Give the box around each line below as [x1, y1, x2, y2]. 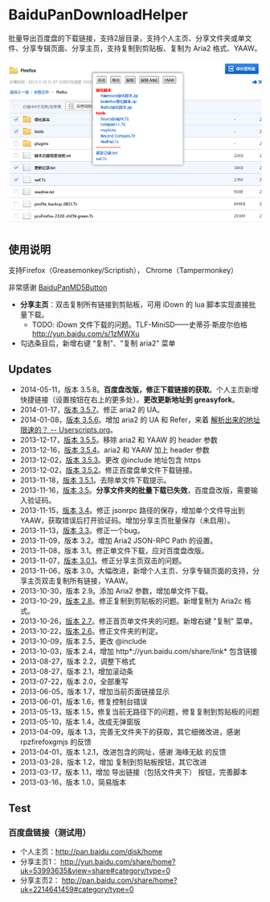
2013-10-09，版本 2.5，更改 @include [19, 636, 147, 646]
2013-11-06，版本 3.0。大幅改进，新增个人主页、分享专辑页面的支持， [19, 566, 253, 576]
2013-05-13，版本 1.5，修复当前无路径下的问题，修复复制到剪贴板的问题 [19, 707, 260, 717]
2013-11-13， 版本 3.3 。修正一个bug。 [19, 526, 145, 536]
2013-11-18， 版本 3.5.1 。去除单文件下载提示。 [19, 475, 171, 485]
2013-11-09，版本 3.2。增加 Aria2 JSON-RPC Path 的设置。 [19, 536, 218, 545]
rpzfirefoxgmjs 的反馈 [19, 737, 92, 747]
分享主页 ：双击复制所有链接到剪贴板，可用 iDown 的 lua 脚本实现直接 [19, 300, 249, 309]
